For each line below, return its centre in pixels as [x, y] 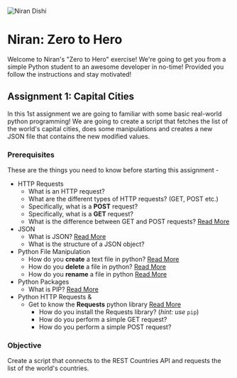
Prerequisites [31, 155]
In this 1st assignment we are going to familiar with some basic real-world [115, 113]
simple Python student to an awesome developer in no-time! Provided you [116, 67]
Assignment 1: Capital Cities [71, 97]
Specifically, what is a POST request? [83, 206]
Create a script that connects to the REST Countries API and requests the [114, 361]
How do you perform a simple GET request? [103, 320]
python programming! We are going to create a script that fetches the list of [118, 121]
